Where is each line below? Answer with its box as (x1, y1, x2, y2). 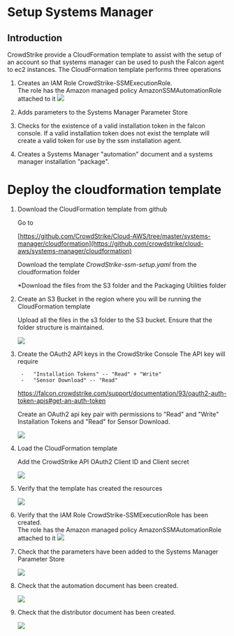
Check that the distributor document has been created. (17, 608, 176, 616)
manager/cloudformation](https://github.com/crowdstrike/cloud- (17, 239, 204, 248)
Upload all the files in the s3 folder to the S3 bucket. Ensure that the (17, 316, 213, 324)
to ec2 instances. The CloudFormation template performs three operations (7, 66, 221, 73)
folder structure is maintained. (17, 323, 105, 332)
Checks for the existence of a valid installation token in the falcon (17, 121, 206, 130)
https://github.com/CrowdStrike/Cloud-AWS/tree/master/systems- (20, 232, 211, 240)
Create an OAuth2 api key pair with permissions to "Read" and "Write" (17, 410, 219, 418)
